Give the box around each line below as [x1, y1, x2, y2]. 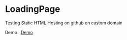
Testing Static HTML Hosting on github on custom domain [5, 20, 123, 26]
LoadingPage [5, 3, 61, 15]
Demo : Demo [5, 29, 33, 35]
